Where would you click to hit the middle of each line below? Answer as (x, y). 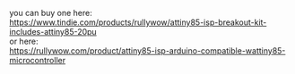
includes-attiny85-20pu (53, 32)
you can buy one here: (51, 13)
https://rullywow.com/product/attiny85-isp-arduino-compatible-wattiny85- (147, 51)
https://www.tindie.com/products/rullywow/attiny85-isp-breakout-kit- (138, 22)
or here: (24, 41)
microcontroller (37, 60)
